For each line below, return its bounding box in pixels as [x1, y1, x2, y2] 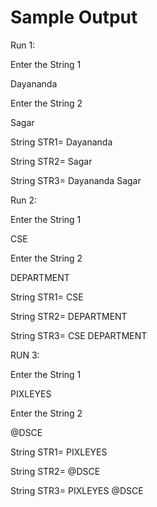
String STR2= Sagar [10, 155, 93, 167]
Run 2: [10, 194, 38, 206]
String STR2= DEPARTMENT [10, 310, 128, 322]
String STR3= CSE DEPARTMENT [10, 329, 148, 341]
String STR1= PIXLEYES [10, 446, 108, 458]
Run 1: [10, 39, 36, 51]
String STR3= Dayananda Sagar [10, 174, 142, 186]
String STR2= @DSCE [10, 465, 101, 477]
